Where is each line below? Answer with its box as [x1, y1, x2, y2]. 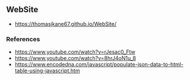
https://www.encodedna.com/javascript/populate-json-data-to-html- [14, 61, 184, 68]
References [6, 35, 40, 43]
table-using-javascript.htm [14, 67, 80, 74]
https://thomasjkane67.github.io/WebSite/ [14, 20, 117, 27]
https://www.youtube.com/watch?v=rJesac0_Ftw [14, 48, 135, 55]
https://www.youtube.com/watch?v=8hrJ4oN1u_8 [14, 55, 137, 62]
